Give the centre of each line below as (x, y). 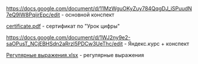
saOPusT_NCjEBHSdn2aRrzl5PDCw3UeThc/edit (65, 44)
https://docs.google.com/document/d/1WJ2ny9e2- (68, 37)
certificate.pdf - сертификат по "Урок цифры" (63, 26)
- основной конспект (88, 15)
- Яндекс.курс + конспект (157, 44)
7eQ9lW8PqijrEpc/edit (33, 15)
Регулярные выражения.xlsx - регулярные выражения (75, 55)
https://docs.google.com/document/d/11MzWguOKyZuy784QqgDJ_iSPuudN (99, 9)
